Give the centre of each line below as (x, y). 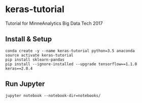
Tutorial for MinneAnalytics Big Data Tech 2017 (54, 23)
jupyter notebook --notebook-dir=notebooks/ (53, 95)
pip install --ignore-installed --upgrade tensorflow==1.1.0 (71, 64)
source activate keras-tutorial (39, 55)
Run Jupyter (25, 84)
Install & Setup (29, 39)
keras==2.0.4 (19, 68)
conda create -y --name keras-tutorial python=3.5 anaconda (70, 51)
